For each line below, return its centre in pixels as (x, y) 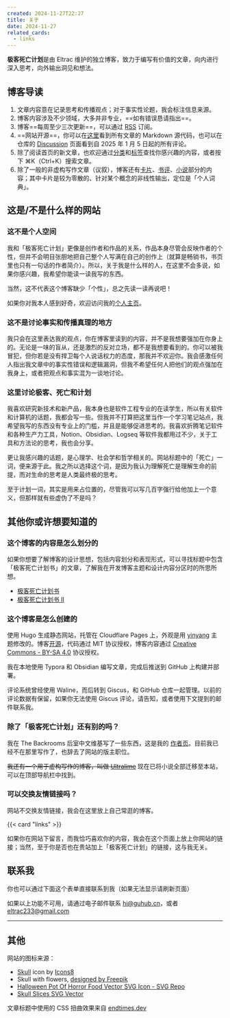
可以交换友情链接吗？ (42, 794)
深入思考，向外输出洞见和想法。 (52, 68)
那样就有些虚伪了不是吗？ (61, 498)
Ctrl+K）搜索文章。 (68, 161)
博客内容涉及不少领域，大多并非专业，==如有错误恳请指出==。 (106, 118)
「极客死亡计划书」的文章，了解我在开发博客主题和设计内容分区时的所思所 (112, 568)
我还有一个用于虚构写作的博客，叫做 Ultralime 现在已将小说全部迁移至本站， (114, 766)
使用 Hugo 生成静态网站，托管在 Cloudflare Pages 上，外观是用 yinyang (108, 635)
